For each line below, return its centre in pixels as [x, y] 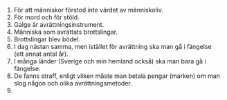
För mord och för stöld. [46, 17]
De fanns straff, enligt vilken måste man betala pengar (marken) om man [117, 76]
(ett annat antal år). [41, 54]
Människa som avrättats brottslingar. [65, 32]
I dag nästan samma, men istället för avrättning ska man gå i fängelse [113, 47]
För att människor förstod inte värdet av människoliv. [89, 10]
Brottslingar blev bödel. [47, 39]
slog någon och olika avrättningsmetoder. [73, 83]
